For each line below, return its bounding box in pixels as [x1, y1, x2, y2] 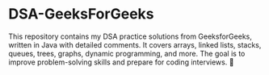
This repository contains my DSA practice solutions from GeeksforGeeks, [8, 31, 252, 41]
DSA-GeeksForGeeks [8, 5, 154, 23]
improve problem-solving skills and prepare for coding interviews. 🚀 [8, 57, 234, 67]
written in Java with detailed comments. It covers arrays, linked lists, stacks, [8, 40, 262, 49]
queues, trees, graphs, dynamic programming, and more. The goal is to [8, 48, 246, 58]
